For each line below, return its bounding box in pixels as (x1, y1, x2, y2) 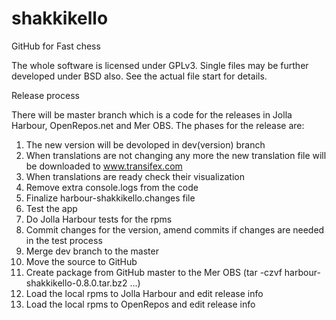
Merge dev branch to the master (25, 245, 159, 257)
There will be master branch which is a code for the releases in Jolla (11, 108, 293, 121)
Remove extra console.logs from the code (25, 181, 199, 193)
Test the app (25, 202, 78, 214)
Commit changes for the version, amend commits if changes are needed (25, 223, 325, 236)
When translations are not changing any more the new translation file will (25, 149, 327, 161)
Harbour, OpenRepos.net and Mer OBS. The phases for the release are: (11, 119, 305, 131)
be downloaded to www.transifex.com (25, 160, 183, 172)
